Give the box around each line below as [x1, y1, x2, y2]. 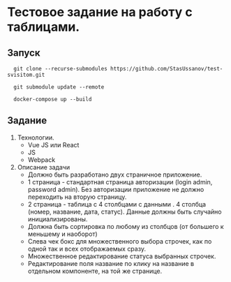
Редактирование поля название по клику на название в [27, 259, 195, 267]
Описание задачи [17, 163, 70, 171]
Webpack [27, 155, 56, 164]
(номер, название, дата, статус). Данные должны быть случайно [27, 207, 222, 216]
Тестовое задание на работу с [7, 4, 193, 20]
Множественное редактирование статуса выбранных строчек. [27, 252, 216, 260]
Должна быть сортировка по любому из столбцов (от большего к [27, 222, 225, 230]
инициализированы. [27, 214, 88, 223]
